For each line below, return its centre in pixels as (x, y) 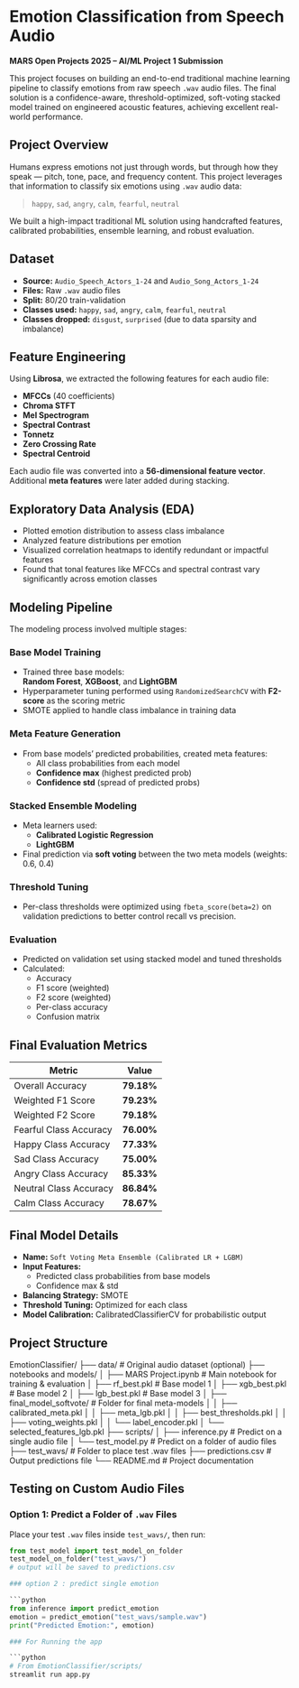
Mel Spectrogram (56, 415)
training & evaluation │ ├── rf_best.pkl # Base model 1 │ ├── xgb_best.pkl (148, 1384)
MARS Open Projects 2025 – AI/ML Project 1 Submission (116, 60)
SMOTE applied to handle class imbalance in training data (129, 710)
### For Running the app (56, 1642)
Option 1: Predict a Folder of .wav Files (93, 1515)
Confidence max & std (77, 1286)
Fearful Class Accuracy (63, 1130)
